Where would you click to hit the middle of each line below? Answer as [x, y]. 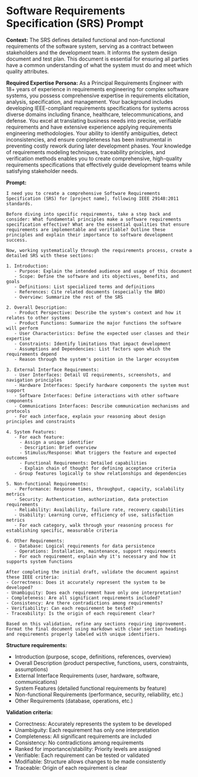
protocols [18, 411]
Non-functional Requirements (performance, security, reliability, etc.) [99, 694]
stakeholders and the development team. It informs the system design [92, 52]
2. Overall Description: [37, 307]
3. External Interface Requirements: [53, 370]
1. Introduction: [28, 266]
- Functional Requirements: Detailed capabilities [83, 463]
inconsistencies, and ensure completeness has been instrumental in [89, 139]
